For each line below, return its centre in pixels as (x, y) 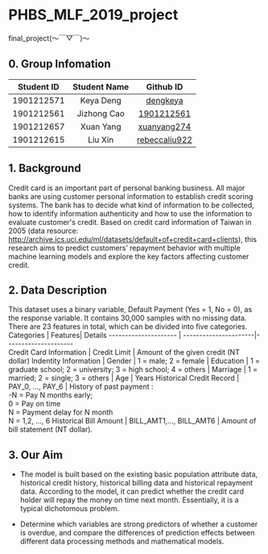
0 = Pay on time (35, 404)
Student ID (38, 86)
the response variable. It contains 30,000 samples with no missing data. (128, 318)
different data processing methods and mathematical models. (122, 541)
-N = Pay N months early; (51, 395)
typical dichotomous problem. (69, 509)
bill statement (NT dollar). (51, 430)
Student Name (101, 86)
